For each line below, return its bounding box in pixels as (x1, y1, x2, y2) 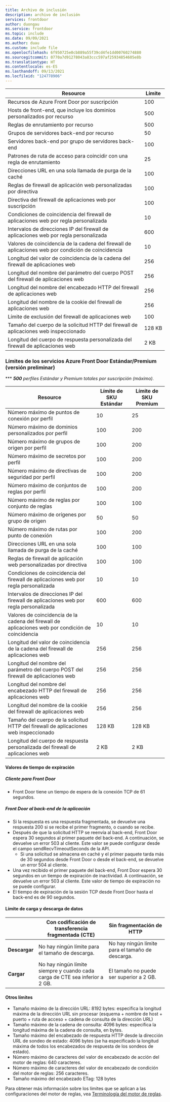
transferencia (54, 925, 88, 932)
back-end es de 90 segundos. (12, 894, 76, 900)
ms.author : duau (5, 41, 39, 46)
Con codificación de (46, 919, 96, 926)
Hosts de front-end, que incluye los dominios (8, 106, 116, 113)
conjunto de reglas (8, 503, 52, 510)
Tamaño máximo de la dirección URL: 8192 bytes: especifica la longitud (12, 1005, 162, 1012)
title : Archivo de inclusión (5, 7, 67, 13)
